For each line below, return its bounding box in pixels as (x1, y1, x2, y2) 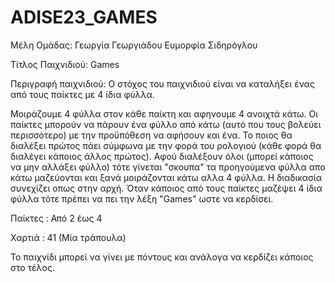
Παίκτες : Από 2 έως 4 (10, 212, 103, 224)
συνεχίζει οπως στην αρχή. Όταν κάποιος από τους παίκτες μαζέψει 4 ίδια (10, 182, 323, 194)
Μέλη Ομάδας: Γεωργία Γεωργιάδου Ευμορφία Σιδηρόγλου (10, 39, 258, 51)
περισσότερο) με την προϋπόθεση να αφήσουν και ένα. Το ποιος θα (10, 129, 293, 141)
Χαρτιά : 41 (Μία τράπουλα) (10, 231, 127, 243)
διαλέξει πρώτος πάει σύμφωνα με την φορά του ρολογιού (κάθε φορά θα (10, 139, 322, 151)
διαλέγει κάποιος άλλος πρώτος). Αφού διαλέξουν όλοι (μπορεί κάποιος (10, 150, 314, 162)
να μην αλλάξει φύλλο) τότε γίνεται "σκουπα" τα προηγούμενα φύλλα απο (10, 161, 326, 173)
